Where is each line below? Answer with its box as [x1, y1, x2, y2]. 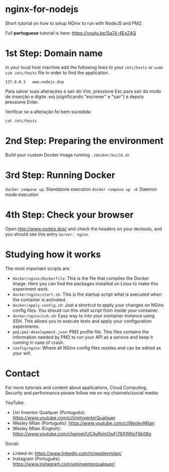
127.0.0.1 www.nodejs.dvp [5, 79, 64, 84]
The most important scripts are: [5, 265, 71, 272]
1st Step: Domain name [5, 48, 103, 59]
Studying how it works [5, 248, 101, 260]
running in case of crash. [12, 339, 64, 346]
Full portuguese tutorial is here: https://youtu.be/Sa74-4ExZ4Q [5, 30, 136, 36]
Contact [5, 368, 40, 379]
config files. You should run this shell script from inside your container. [12, 307, 159, 313]
